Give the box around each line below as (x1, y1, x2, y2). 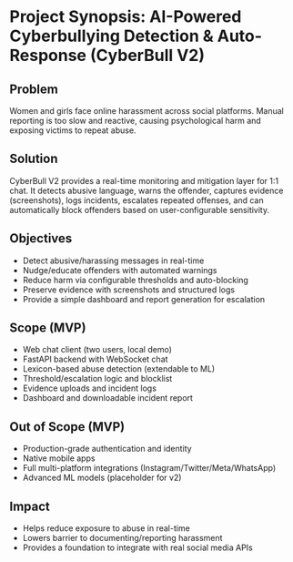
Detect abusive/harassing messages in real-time (22, 255, 205, 266)
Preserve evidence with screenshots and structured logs (22, 284, 235, 295)
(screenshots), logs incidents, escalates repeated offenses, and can (9, 194, 264, 206)
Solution (9, 151, 58, 167)
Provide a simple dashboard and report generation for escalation (22, 293, 266, 304)
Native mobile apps (22, 453, 96, 464)
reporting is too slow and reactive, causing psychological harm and (9, 116, 261, 126)
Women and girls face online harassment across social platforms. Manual (9, 106, 284, 116)
